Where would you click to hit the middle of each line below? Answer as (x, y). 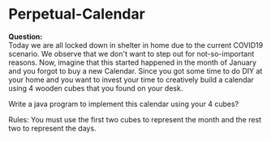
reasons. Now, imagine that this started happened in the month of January (133, 62)
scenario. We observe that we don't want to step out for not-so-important (131, 53)
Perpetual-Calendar (77, 14)
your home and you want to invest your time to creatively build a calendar (131, 79)
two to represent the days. (52, 128)
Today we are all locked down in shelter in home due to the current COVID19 (136, 45)
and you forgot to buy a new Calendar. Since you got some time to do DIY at (135, 70)
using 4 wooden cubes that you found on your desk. (96, 88)
